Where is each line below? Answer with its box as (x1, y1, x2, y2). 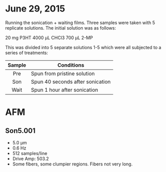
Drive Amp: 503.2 (12, 155, 49, 161)
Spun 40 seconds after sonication (31, 78, 111, 85)
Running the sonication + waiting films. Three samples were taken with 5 (5, 20, 155, 26)
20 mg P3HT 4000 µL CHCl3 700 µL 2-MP (5, 35, 93, 41)
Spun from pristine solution (31, 70, 95, 77)
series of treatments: (5, 50, 49, 56)
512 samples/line (12, 150, 48, 156)
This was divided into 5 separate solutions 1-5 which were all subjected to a (5, 44, 161, 50)
